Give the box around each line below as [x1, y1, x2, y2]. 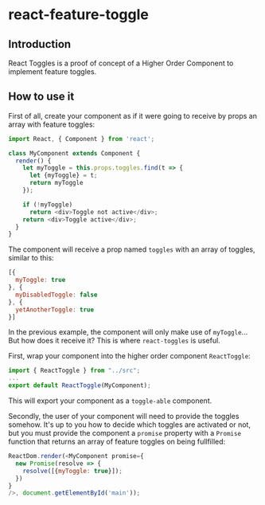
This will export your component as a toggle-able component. [8, 396, 212, 405]
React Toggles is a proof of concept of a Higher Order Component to [8, 58, 234, 68]
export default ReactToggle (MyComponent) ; [8, 382, 151, 390]
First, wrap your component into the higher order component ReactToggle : [8, 351, 251, 361]
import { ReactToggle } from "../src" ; [8, 366, 141, 375]
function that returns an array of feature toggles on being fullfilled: [8, 436, 226, 447]
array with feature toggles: [8, 119, 95, 129]
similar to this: [8, 253, 54, 263]
